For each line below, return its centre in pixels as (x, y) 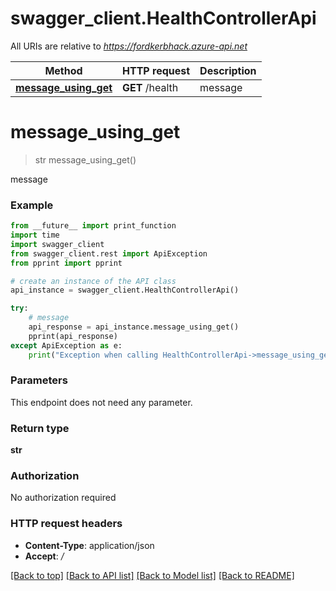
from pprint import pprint (66, 263)
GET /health (150, 87)
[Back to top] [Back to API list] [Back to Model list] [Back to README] (152, 575)
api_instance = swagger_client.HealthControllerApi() (125, 290)
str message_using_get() (85, 159)
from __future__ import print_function (93, 226)
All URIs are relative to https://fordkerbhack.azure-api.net (129, 46)
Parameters (39, 380)
